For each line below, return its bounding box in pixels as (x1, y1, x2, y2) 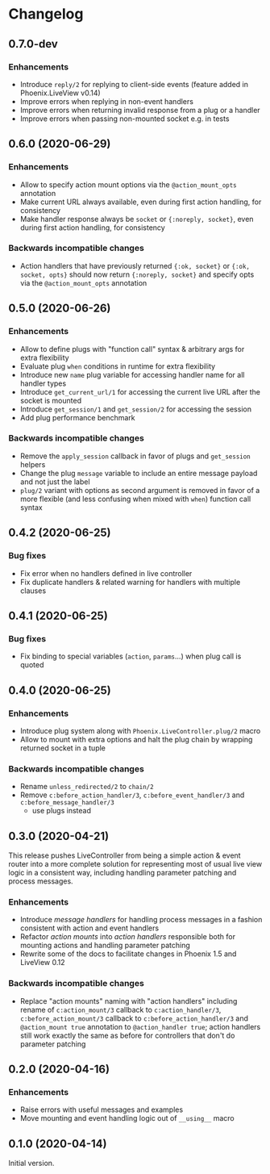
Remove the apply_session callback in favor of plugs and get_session (19, 451, 251, 461)
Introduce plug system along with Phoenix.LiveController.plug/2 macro (19, 725, 261, 735)
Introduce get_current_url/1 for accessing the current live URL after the (19, 386, 260, 396)
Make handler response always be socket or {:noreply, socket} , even (19, 214, 254, 224)
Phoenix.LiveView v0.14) (19, 88, 101, 98)
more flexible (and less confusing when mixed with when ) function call (19, 494, 251, 503)
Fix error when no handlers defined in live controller (19, 568, 193, 578)
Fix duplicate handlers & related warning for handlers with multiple (19, 577, 241, 587)
